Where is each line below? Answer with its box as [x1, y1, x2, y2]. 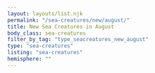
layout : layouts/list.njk [7, 10, 83, 17]
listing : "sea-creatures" [7, 49, 83, 56]
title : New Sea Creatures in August [7, 23, 114, 30]
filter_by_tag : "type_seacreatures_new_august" [7, 36, 149, 43]
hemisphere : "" [7, 56, 52, 63]
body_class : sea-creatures [7, 29, 86, 37]
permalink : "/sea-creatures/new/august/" [7, 17, 130, 24]
